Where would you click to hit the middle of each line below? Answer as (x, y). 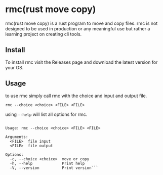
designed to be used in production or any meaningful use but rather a (78, 28)
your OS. (14, 67)
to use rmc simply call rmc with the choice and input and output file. (76, 96)
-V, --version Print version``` (54, 168)
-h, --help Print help (47, 163)
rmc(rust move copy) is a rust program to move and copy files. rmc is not (81, 23)
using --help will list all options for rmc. (46, 114)
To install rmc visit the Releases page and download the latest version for (81, 62)
